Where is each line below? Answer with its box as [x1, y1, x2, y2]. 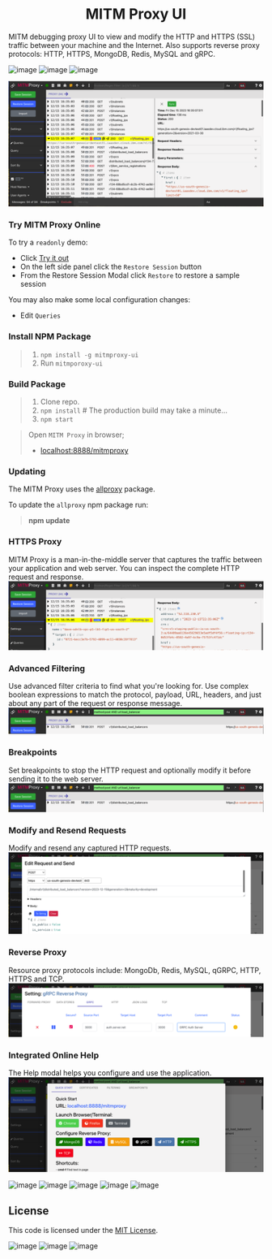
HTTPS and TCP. [8, 974, 65, 984]
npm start [40, 415, 74, 423]
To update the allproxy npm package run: [8, 500, 148, 510]
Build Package [8, 379, 66, 390]
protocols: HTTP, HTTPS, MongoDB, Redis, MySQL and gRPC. [8, 49, 216, 58]
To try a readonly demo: [8, 237, 88, 248]
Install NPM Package [8, 331, 91, 342]
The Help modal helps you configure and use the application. [8, 1068, 212, 1078]
